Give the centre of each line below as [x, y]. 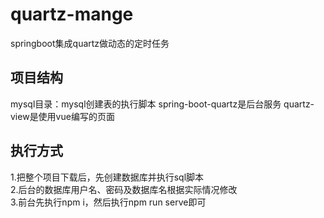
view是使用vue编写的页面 [62, 116]
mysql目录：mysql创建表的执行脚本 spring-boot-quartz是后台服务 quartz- [162, 104]
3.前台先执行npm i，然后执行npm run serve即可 [108, 202]
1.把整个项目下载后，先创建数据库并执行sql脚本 [107, 177]
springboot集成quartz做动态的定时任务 [90, 43]
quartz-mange [72, 14]
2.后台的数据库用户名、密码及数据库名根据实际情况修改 [124, 189]
